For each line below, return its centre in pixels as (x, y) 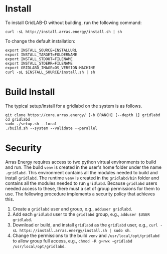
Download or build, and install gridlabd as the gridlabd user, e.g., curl (85, 225)
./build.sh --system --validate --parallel (51, 128)
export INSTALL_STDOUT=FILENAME (39, 59)
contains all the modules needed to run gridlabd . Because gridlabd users (81, 183)
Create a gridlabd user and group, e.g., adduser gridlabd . (72, 209)
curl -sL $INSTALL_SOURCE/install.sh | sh (50, 72)
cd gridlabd (18, 119)
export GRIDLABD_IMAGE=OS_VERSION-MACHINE (50, 68)
